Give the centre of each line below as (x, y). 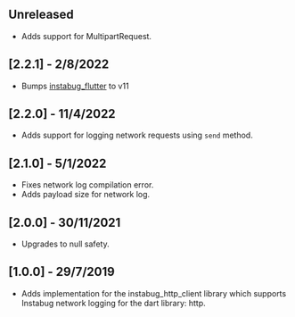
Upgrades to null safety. (65, 244)
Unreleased (41, 15)
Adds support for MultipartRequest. (86, 36)
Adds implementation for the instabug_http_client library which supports (154, 293)
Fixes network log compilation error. (87, 185)
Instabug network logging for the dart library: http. (113, 303)
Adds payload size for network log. (86, 195)
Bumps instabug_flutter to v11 (75, 86)
